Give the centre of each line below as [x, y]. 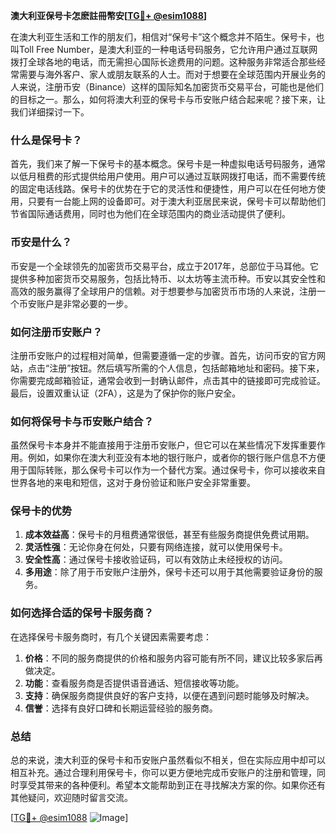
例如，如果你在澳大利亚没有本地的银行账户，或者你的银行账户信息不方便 [176, 458]
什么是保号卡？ [46, 140]
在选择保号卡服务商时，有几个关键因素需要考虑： [111, 636]
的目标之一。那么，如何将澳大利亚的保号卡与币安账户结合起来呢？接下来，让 [168, 99]
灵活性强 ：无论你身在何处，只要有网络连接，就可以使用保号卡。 [156, 547]
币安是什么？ [41, 242]
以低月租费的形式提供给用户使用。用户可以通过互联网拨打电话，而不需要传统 [168, 176]
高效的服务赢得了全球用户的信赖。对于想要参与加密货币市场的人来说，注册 [163, 291]
